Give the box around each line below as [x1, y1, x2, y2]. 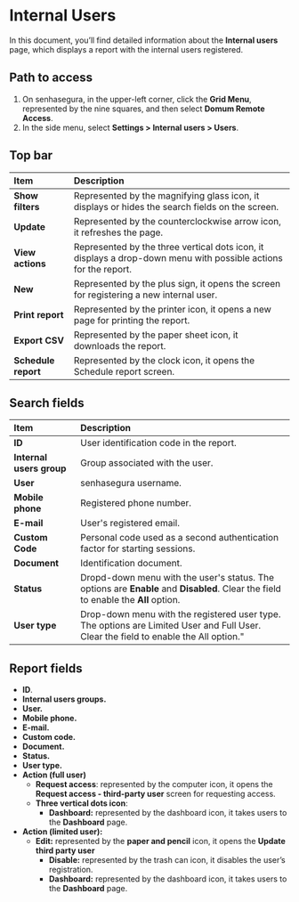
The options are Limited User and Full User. [79, 620, 262, 632]
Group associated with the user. [79, 457, 214, 469]
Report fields [9, 661, 83, 676]
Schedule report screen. [73, 365, 175, 378]
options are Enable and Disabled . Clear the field [79, 582, 282, 595]
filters [13, 200, 40, 213]
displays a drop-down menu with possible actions [73, 251, 283, 264]
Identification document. [79, 557, 182, 570]
